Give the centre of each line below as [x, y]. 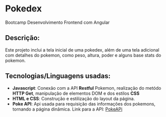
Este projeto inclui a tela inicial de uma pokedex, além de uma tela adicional [82, 50]
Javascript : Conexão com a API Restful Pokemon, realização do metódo [87, 88]
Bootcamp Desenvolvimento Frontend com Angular [58, 22]
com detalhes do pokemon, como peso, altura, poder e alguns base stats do [83, 55]
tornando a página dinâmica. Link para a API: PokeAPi [67, 109]
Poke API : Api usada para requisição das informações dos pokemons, [84, 104]
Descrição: [22, 38]
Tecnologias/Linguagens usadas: [58, 76]
